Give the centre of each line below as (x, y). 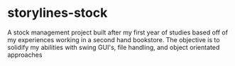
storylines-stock (58, 13)
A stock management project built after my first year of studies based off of (118, 32)
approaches (25, 55)
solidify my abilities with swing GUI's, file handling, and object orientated (114, 47)
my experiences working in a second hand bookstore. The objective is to (114, 39)
